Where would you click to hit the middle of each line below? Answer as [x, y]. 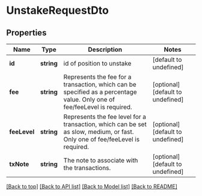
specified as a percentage [100, 92]
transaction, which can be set [105, 124]
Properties [26, 33]
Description [105, 50]
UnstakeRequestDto [58, 11]
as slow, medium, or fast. [99, 132]
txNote [19, 164]
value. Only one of [89, 100]
